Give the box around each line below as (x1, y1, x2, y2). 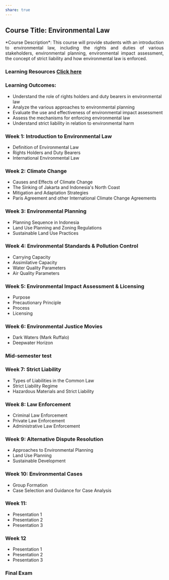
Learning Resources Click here (5, 68, 82, 75)
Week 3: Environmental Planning (5, 208, 87, 215)
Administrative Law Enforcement (12, 423, 80, 429)
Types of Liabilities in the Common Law (12, 377, 95, 383)
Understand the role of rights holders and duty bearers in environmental (12, 93, 162, 99)
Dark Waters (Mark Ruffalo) (12, 334, 69, 341)
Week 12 (5, 535, 27, 542)
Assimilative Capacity (12, 259, 57, 265)
